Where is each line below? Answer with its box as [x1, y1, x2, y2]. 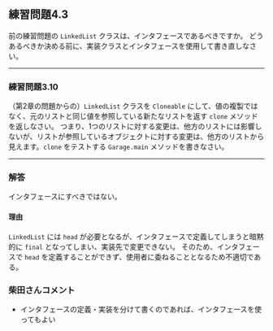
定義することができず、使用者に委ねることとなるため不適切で [48, 251, 254, 262]
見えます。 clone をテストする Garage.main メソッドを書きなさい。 [8, 142, 229, 152]
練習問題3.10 [8, 81, 58, 92]
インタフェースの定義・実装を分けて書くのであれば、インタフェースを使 [19, 304, 262, 314]
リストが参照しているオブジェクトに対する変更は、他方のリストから [36, 132, 265, 142]
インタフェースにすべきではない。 [8, 192, 122, 202]
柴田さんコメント [8, 284, 76, 295]
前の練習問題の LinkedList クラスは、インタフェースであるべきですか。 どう [8, 31, 264, 41]
